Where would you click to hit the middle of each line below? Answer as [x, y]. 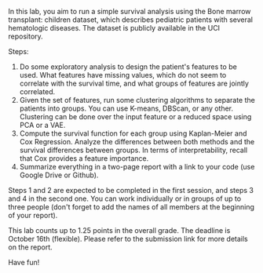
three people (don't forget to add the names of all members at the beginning [131, 207]
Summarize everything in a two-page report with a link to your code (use [137, 167]
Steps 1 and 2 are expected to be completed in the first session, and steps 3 [131, 190]
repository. [26, 36]
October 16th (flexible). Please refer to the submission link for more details [128, 239]
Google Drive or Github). [59, 175]
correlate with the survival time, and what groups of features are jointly [134, 83]
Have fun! [24, 262]
